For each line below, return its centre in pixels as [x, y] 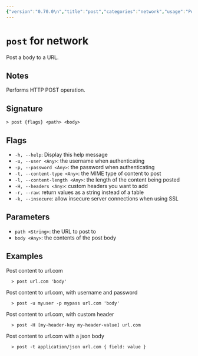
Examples [24, 256]
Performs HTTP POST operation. [46, 90]
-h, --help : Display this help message [61, 155]
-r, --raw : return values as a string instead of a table [79, 192]
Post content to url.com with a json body [55, 336]
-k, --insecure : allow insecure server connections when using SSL [96, 198]
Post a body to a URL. [32, 57]
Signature [24, 109]
